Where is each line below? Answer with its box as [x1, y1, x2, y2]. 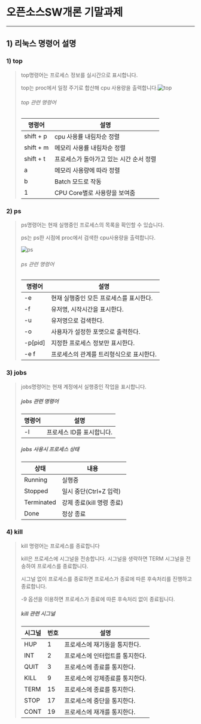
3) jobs [6, 369, 27, 377]
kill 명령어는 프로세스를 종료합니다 [20, 542, 100, 549]
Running [23, 475, 48, 484]
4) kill [6, 528, 23, 536]
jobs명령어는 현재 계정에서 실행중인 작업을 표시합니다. [20, 383, 147, 390]
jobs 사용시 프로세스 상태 [20, 446, 80, 453]
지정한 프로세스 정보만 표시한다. [50, 339, 135, 348]
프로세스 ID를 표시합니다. [46, 428, 112, 436]
